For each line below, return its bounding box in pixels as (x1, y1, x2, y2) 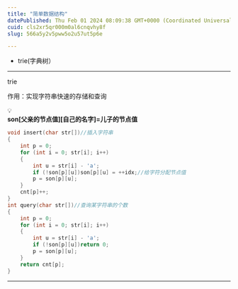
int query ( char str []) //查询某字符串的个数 (7, 201, 128, 209)
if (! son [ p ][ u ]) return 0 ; (33, 242, 110, 249)
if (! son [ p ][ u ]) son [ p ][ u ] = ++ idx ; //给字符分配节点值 (33, 169, 186, 176)
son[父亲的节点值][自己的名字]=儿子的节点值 (7, 115, 138, 124)
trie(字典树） (17, 57, 55, 65)
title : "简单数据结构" (7, 10, 68, 18)
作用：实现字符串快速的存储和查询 (7, 92, 107, 101)
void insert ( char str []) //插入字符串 (7, 129, 113, 137)
